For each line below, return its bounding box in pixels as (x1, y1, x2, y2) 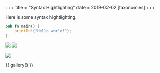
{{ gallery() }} (5, 62, 33, 68)
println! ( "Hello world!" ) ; (14, 28, 72, 33)
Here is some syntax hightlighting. (5, 14, 77, 20)
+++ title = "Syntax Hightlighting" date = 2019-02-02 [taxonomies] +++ (5, 5, 155, 10)
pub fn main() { (5, 24, 40, 29)
